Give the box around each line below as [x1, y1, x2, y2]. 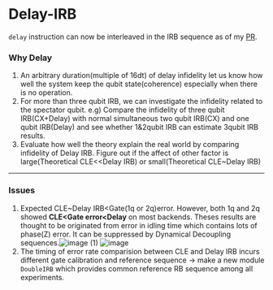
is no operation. [19, 88, 73, 97]
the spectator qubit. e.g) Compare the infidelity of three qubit [19, 105, 225, 115]
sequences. [19, 237, 60, 248]
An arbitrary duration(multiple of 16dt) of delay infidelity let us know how [19, 71, 263, 80]
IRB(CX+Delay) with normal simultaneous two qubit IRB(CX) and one [19, 114, 249, 123]
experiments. [19, 272, 65, 282]
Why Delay [8, 52, 53, 63]
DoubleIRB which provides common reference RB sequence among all [19, 263, 253, 273]
